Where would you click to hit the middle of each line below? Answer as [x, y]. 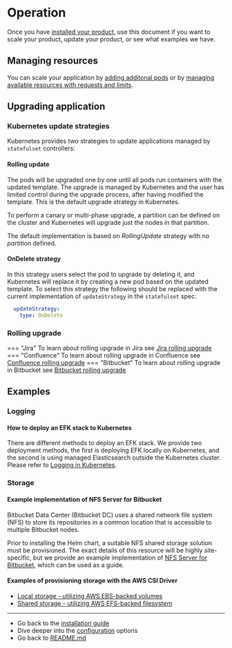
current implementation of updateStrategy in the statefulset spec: [102, 296]
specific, [20, 558]
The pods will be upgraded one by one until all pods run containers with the [115, 179]
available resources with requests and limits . [70, 85]
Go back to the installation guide [63, 623]
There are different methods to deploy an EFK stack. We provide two [105, 443]
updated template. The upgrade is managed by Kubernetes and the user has [116, 187]
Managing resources [53, 61]
